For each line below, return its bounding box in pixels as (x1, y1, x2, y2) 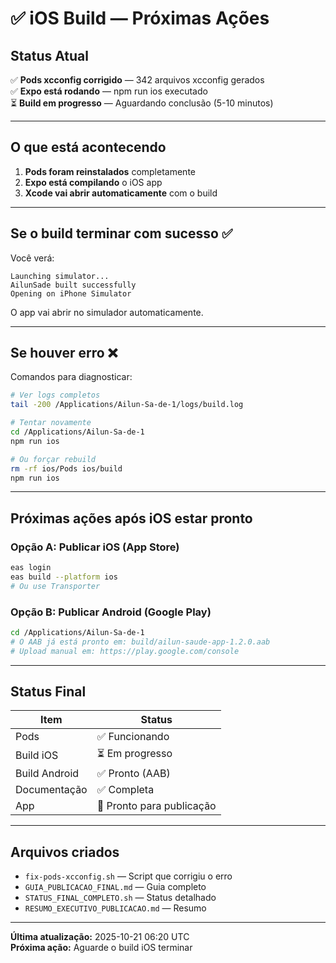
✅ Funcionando (96, 730, 170, 744)
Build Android (15, 767, 80, 781)
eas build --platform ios (10, 572, 118, 582)
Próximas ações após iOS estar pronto (10, 510, 253, 527)
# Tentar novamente (10, 418, 92, 428)
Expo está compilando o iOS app (24, 176, 163, 188)
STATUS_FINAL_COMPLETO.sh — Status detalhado (24, 892, 217, 904)
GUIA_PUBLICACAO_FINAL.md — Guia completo (24, 881, 207, 893)
